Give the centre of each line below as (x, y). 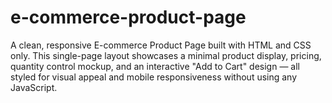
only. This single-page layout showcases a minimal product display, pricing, (166, 55)
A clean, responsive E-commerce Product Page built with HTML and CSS (161, 45)
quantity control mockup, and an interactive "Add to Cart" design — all (155, 66)
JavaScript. (34, 87)
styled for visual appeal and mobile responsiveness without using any (154, 77)
